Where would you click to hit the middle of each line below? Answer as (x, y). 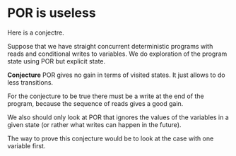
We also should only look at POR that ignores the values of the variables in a (118, 117)
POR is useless (52, 13)
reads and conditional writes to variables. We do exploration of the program (117, 54)
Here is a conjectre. (36, 32)
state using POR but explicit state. (57, 61)
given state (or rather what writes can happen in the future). (94, 124)
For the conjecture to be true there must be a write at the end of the (106, 96)
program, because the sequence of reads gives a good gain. (95, 103)
